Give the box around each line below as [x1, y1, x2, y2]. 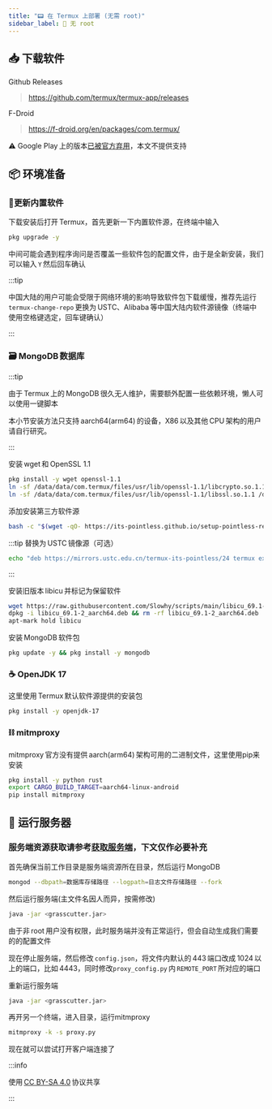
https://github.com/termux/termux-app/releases [28, 93, 189, 102]
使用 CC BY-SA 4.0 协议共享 [8, 1077, 101, 1087]
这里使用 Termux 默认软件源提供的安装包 [8, 691, 143, 701]
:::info [8, 1060, 28, 1070]
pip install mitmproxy [8, 791, 85, 800]
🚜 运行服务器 [8, 815, 71, 829]
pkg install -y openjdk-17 [8, 707, 100, 715]
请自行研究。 [8, 426, 51, 436]
